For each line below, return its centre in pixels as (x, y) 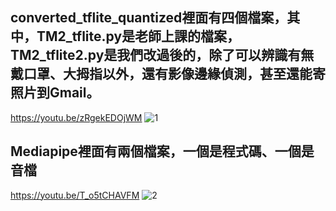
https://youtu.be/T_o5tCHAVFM (75, 195)
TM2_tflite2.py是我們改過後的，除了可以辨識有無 (162, 55)
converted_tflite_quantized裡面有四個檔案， (149, 18)
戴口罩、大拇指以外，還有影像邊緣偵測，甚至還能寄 (168, 74)
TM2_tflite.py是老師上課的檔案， (138, 36)
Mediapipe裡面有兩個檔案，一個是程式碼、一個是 (162, 151)
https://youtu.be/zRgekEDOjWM (76, 117)
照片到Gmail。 (55, 93)
